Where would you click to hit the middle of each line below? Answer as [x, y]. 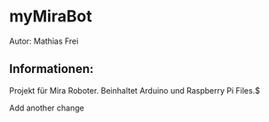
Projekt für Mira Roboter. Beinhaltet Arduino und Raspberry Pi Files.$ [134, 90]
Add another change [47, 108]
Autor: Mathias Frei [44, 41]
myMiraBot [51, 16]
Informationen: [51, 69]
